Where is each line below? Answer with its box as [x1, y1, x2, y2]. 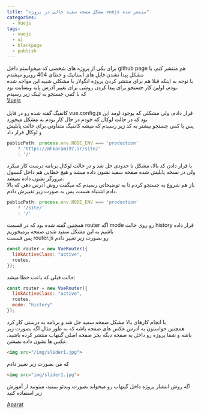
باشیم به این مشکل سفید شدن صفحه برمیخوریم [7, 228, 114, 235]
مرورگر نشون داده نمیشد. [7, 175, 65, 182]
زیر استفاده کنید [7, 389, 43, 396]
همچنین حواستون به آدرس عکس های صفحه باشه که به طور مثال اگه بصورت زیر [7, 324, 185, 332]
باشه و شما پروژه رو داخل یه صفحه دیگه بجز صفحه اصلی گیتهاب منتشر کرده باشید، [7, 331, 192, 338]
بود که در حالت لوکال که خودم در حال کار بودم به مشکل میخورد [7, 116, 148, 123]
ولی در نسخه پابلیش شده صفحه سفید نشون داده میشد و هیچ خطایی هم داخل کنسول [7, 168, 196, 176]
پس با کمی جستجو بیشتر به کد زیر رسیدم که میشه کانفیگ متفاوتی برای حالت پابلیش [7, 122, 194, 129]
